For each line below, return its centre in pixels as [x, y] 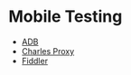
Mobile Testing [65, 17]
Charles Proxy [48, 51]
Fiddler [35, 61]
